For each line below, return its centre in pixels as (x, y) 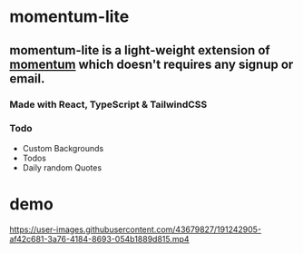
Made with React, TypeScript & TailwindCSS (108, 104)
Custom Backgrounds (63, 148)
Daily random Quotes (62, 167)
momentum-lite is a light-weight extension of (140, 50)
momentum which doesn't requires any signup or (151, 64)
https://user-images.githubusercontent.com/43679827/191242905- (135, 229)
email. (27, 78)
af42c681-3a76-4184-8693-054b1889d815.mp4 (99, 238)
